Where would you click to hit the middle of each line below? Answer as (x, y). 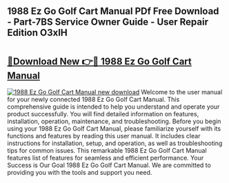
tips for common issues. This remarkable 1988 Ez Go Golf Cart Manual (107, 150)
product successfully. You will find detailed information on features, (103, 114)
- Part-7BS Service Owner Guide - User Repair (108, 22)
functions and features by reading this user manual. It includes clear (104, 136)
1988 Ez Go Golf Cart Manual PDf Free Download (113, 11)
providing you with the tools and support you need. (80, 172)
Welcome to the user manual (182, 92)
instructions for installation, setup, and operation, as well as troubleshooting (115, 143)
